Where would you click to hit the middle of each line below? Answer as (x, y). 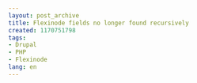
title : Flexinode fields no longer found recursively (99, 23)
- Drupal (23, 45)
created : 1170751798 (42, 30)
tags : (17, 38)
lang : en (23, 67)
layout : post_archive (44, 15)
